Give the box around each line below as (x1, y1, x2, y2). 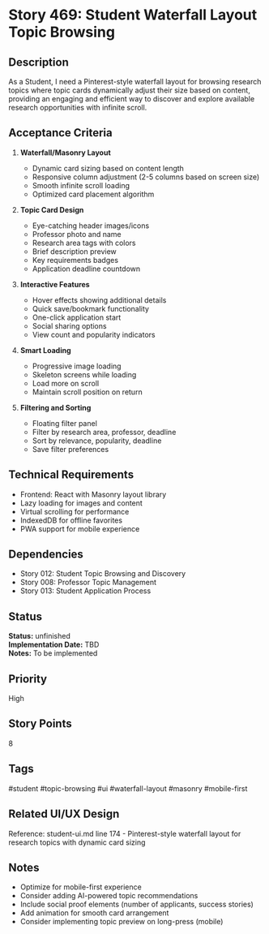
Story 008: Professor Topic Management (19, 578, 156, 588)
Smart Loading (19, 345, 71, 355)
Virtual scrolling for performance (19, 506, 130, 516)
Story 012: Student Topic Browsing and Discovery (19, 569, 186, 579)
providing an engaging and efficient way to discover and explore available (8, 94, 255, 103)
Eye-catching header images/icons (32, 221, 150, 230)
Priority (8, 672, 47, 686)
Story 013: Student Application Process (19, 586, 152, 596)
